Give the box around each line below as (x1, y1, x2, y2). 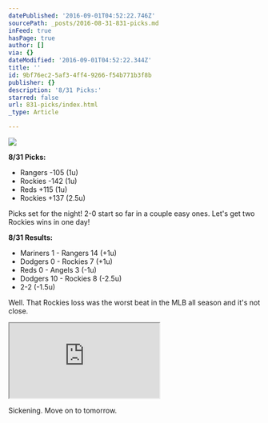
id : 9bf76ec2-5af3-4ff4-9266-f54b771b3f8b (8, 71, 152, 79)
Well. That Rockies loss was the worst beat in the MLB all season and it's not (8, 297, 261, 307)
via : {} (8, 49, 34, 57)
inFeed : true (8, 26, 52, 34)
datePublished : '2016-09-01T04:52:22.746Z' (8, 11, 156, 20)
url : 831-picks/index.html (8, 101, 98, 109)
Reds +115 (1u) (19, 185, 68, 194)
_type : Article (8, 109, 59, 117)
